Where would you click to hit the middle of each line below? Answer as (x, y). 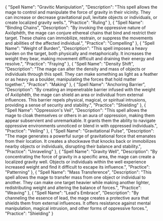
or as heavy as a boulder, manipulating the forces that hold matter (71, 79)
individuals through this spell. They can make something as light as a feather (81, 74)
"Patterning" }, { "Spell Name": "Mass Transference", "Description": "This (78, 172)
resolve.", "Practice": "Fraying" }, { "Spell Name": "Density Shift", (70, 64)
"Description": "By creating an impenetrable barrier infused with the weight (80, 90)
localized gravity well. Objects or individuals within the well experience (76, 162)
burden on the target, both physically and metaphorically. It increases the (78, 53)
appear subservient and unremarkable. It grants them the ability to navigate (81, 120)
